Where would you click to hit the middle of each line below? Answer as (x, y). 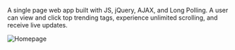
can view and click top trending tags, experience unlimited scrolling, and (113, 18)
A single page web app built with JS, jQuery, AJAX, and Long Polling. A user (118, 10)
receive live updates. (38, 25)
